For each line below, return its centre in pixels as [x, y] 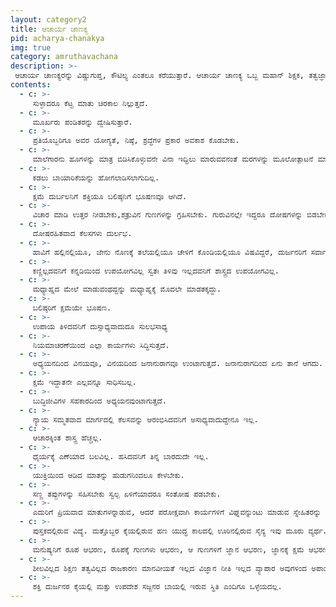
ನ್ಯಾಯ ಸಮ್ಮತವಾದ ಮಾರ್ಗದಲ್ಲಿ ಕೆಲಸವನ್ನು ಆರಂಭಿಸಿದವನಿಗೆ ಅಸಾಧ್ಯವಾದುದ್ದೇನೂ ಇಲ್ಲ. [145, 419]
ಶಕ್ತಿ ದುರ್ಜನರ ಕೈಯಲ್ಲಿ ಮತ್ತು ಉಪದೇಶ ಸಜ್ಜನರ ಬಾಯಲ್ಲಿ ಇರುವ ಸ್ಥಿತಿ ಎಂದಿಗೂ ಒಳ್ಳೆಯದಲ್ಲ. [157, 587]
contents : [31, 85]
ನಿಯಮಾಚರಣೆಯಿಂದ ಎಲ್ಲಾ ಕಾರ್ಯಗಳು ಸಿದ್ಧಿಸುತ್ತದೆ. [101, 345]
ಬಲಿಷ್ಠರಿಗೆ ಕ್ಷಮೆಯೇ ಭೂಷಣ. [72, 308]
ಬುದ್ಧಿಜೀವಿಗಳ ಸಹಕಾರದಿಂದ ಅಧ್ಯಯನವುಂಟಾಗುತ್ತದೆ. [99, 401]
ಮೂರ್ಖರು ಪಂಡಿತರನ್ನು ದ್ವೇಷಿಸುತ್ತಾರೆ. [82, 122]
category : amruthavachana [64, 57]
